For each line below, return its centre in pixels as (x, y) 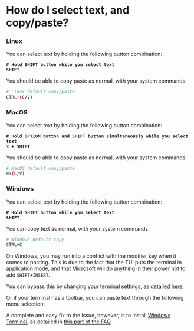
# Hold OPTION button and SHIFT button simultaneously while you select (97, 136)
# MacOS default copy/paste (41, 168)
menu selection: (26, 304)
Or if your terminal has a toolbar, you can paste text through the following (95, 298)
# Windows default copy (35, 240)
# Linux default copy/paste (41, 92)
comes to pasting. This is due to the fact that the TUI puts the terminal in (94, 263)
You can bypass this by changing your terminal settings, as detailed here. (95, 286)
